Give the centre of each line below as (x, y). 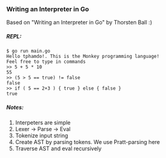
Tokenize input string (41, 135)
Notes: (15, 107)
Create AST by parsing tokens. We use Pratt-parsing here (88, 142)
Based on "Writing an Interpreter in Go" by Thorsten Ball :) (79, 23)
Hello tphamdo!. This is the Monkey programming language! (83, 57)
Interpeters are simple (43, 123)
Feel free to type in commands (46, 62)
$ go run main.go (28, 51)
